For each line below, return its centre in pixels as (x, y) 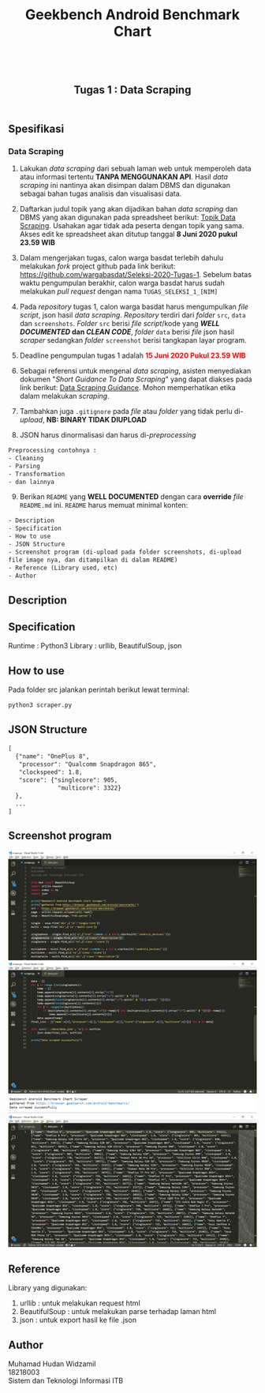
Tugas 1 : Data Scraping (132, 90)
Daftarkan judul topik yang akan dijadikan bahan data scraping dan (129, 209)
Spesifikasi (36, 128)
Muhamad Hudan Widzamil (52, 1364)
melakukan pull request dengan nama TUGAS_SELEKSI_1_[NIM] (119, 291)
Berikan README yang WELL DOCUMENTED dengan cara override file (131, 497)
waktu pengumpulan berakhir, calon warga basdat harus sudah (122, 283)
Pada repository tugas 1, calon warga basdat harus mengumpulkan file (134, 307)
